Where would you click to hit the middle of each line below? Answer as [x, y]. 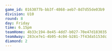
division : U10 [20, 14]
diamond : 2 [16, 41]
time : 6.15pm [19, 28]
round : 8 [14, 18]
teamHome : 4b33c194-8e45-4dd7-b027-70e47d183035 [56, 32]
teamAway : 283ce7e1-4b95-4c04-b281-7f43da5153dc [56, 37]
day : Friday [17, 23]
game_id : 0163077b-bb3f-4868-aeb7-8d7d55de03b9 [55, 9]
